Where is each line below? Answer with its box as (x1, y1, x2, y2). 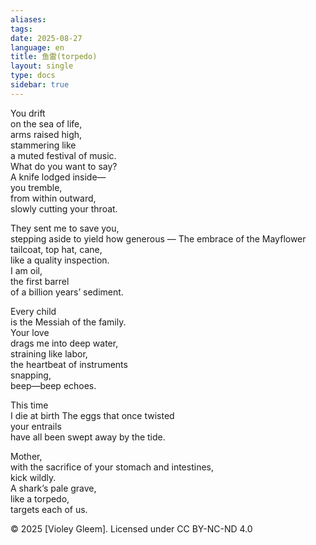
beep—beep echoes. (10, 379, 97, 391)
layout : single (10, 61, 74, 71)
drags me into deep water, (10, 337, 119, 349)
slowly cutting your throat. (10, 202, 118, 215)
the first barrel (10, 275, 70, 287)
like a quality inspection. (10, 254, 110, 266)
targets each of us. (10, 503, 88, 515)
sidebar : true (10, 80, 70, 90)
